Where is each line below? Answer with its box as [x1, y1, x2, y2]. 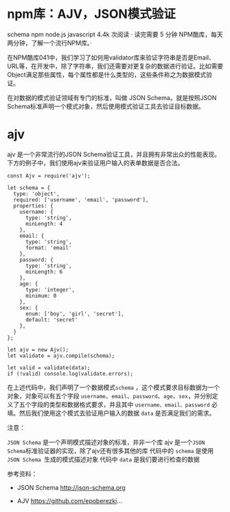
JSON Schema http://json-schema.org [16, 483, 126, 491]
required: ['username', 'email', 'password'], [13, 196, 149, 203]
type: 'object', [13, 190, 60, 197]
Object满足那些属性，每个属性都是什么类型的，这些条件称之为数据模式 [7, 70, 207, 79]
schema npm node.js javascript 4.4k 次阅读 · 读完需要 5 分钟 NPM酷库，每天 [7, 30, 223, 38]
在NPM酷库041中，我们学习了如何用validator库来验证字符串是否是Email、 [7, 53, 215, 62]
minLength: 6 [25, 268, 63, 275]
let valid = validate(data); [7, 364, 91, 371]
